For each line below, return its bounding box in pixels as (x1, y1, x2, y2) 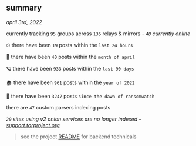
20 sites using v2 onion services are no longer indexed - (6, 115, 141, 122)
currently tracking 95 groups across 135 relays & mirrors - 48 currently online (6, 30, 191, 37)
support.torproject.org (6, 121, 60, 128)
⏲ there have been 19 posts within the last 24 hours (6, 41, 133, 48)
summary (6, 3, 42, 13)
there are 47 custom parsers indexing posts (6, 104, 111, 111)
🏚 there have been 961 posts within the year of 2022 (6, 79, 135, 86)
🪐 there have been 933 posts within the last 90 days (6, 65, 134, 72)
